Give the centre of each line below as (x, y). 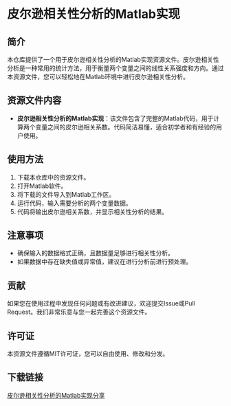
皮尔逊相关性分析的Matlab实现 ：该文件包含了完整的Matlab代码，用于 (115, 118)
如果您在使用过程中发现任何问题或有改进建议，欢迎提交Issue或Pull (101, 303)
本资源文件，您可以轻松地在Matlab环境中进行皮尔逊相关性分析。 (98, 77)
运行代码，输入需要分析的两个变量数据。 (74, 203)
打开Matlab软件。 (42, 186)
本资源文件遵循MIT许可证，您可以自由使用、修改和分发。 (88, 354)
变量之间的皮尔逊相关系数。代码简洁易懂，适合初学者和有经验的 (126, 127)
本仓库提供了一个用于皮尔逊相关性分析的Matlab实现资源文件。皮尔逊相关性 (113, 60)
